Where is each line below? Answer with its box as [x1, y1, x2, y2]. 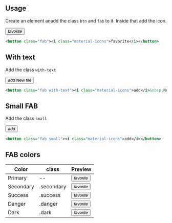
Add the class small [5, 115, 47, 122]
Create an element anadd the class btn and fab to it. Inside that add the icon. [5, 17, 167, 24]
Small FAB [5, 102, 38, 110]
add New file [8, 77, 32, 83]
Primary [8, 174, 27, 182]
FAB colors [5, 150, 41, 159]
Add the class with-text [5, 66, 56, 73]
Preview [71, 166, 92, 173]
